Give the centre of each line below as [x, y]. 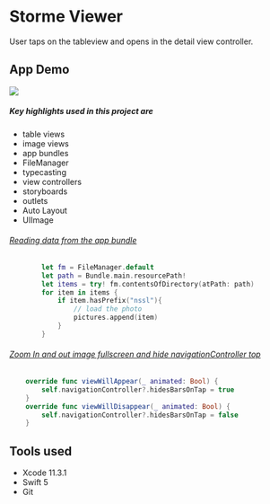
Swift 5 [35, 482]
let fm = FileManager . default [98, 267]
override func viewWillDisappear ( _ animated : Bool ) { [128, 406]
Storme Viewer [66, 17]
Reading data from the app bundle [73, 241]
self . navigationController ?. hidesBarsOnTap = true [138, 389]
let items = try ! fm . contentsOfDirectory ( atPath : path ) [148, 284]
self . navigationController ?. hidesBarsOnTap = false [140, 415]
